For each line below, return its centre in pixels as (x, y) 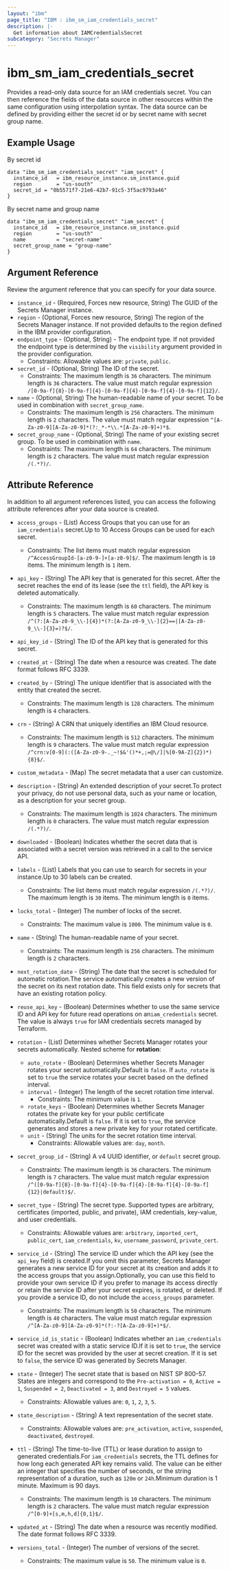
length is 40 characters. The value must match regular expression (119, 1318)
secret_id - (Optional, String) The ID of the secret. (88, 368)
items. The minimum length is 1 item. (79, 565)
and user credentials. (47, 1219)
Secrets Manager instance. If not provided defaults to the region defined (119, 325)
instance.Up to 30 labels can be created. (74, 877)
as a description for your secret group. (71, 800)
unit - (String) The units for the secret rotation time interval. (112, 1135)
